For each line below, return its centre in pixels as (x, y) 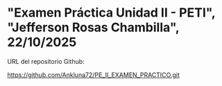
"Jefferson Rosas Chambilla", (93, 27)
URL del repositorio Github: (46, 61)
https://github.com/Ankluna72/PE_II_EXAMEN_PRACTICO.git (94, 75)
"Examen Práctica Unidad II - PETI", (111, 13)
